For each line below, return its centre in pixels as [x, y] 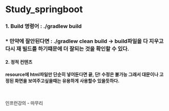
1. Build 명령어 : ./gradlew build [44, 26]
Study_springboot [44, 9]
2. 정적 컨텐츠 [19, 62]
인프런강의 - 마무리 [24, 103]
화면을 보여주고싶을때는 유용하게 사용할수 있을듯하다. [67, 81]
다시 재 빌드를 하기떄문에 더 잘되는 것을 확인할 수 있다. [67, 49]
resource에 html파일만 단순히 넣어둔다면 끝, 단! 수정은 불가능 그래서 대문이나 [82, 74]
